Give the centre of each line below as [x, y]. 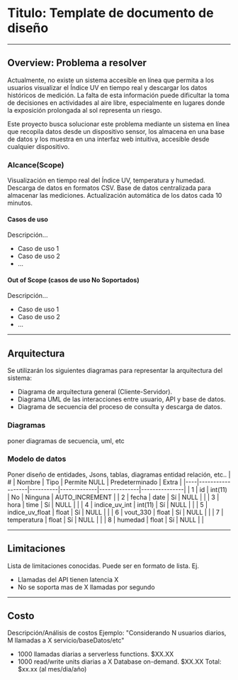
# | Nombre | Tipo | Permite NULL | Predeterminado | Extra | [95, 482]
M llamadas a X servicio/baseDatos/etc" [66, 640]
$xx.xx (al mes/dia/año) [52, 669]
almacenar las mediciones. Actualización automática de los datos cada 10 [115, 196]
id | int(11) [214, 489]
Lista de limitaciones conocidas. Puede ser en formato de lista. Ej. [103, 566]
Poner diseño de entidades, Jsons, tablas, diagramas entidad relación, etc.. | [119, 474]
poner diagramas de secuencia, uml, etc [66, 440]
